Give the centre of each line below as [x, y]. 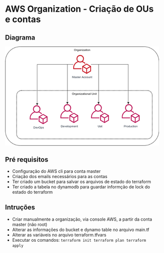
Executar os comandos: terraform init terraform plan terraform [79, 240]
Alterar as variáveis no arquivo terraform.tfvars [59, 235]
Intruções [20, 207]
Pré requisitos [27, 159]
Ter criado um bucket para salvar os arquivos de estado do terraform [82, 182]
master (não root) [30, 224]
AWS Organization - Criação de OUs [79, 9]
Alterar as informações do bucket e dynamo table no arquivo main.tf [81, 230]
